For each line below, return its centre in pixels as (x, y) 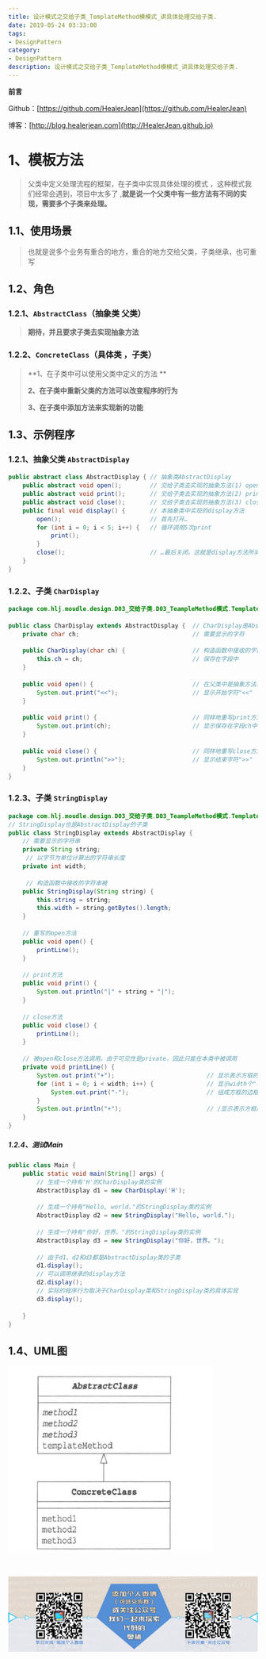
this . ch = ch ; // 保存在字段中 (138, 659)
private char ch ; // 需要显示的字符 (134, 634)
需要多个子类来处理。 (76, 203)
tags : (17, 33)
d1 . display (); (60, 1265)
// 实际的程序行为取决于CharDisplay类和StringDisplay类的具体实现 (138, 1291)
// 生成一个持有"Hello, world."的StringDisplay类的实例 (124, 1207)
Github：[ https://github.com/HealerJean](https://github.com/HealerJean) (127, 108)
